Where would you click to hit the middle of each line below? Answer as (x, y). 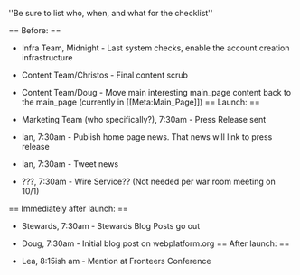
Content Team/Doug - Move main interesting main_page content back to (156, 92)
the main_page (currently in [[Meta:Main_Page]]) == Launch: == (141, 102)
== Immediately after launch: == (68, 208)
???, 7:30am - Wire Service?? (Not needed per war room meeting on (149, 181)
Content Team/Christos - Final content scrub (105, 75)
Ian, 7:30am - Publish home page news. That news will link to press (147, 137)
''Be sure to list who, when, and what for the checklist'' (111, 13)
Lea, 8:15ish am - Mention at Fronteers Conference (116, 261)
